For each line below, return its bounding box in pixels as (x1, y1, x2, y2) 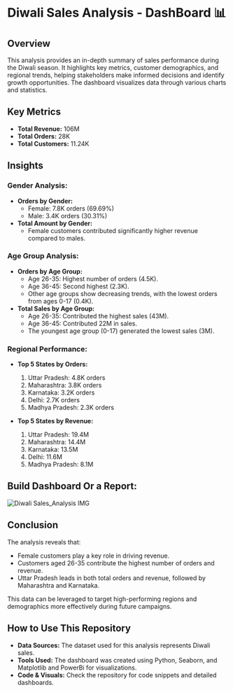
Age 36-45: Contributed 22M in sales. (27, 319, 138, 327)
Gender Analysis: (7, 181, 68, 190)
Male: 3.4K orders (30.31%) (27, 211, 108, 220)
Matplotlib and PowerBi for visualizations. (17, 663, 137, 672)
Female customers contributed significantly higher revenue (27, 226, 198, 234)
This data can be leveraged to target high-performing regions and (7, 595, 197, 603)
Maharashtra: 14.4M (27, 438, 86, 446)
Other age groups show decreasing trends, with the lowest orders (27, 289, 218, 297)
